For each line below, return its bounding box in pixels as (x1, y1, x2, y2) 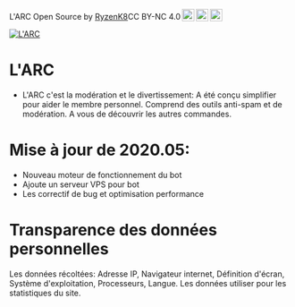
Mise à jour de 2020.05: (9, 140, 190, 160)
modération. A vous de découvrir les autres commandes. (21, 108, 232, 119)
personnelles (9, 239, 109, 260)
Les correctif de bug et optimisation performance (21, 188, 204, 199)
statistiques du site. (9, 287, 81, 298)
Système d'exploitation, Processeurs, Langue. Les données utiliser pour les (9, 277, 287, 288)
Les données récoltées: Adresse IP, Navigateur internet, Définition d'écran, (9, 269, 285, 279)
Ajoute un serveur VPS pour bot (21, 179, 140, 190)
